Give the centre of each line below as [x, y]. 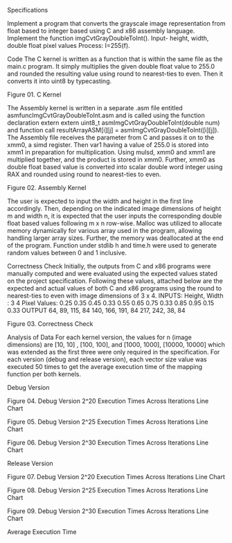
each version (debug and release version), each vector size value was [107, 359]
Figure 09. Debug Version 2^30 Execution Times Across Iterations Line [108, 511]
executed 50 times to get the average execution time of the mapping [105, 367]
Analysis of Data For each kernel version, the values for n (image [99, 337]
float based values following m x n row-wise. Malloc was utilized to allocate [115, 223]
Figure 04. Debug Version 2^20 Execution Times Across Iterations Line [108, 401]
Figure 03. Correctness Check [50, 324]
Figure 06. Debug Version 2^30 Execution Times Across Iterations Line [108, 442]
